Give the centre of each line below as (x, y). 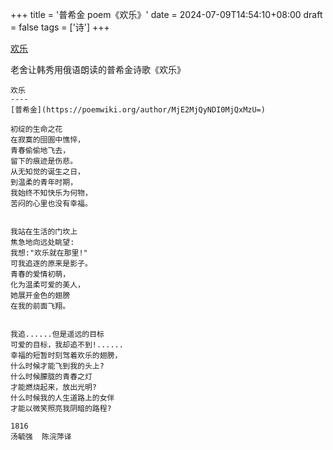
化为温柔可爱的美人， (47, 285)
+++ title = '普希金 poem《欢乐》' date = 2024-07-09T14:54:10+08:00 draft (166, 14)
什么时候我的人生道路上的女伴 (62, 398)
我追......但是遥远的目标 (57, 334)
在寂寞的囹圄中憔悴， (47, 140)
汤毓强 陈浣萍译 (41, 437)
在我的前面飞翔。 (40, 306)
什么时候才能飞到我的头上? (57, 366)
